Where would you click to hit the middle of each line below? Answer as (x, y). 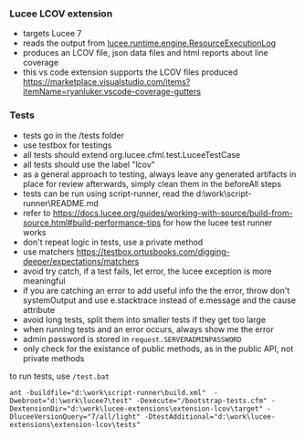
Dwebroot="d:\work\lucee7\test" (71, 401)
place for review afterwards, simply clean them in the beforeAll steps (152, 183)
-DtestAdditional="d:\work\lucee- (210, 417)
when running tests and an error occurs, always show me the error (148, 329)
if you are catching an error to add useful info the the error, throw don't (156, 290)
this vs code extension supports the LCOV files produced (130, 72)
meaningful (44, 280)
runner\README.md (60, 203)
